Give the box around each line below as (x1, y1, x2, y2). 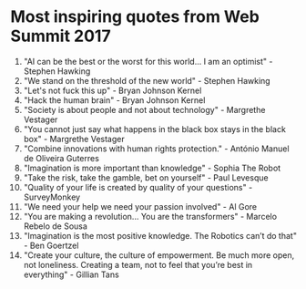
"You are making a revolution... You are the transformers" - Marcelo (23, 211, 277, 222)
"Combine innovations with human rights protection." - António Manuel (23, 143, 290, 154)
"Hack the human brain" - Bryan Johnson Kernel (23, 94, 206, 106)
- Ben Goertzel (23, 240, 79, 251)
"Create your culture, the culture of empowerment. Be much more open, (23, 249, 295, 261)
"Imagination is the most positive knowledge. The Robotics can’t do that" (23, 230, 297, 241)
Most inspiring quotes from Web (10, 6, 260, 27)
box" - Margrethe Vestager (23, 133, 126, 144)
